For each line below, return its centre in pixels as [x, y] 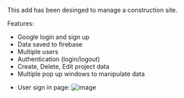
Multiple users [38, 52]
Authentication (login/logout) [59, 59]
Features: [21, 23]
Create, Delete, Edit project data [63, 66]
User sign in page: [44, 87]
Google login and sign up [53, 37]
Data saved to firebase [50, 44]
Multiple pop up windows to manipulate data [81, 74]
